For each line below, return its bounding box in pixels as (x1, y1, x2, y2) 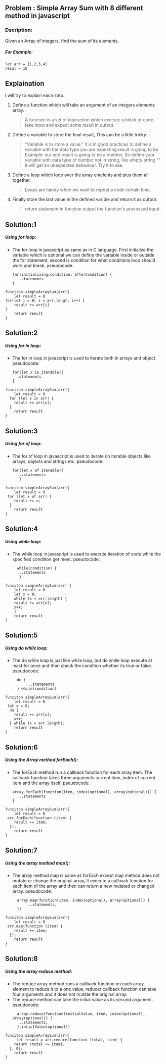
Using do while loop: (5, 645, 48, 651)
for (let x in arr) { (9, 396, 54, 401)
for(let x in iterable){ (12, 370, 64, 375)
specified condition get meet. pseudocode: (12, 556, 100, 562)
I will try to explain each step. (5, 93, 65, 99)
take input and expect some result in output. (24, 122, 115, 128)
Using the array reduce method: (5, 968, 73, 974)
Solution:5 (5, 631, 38, 640)
